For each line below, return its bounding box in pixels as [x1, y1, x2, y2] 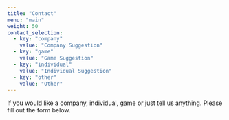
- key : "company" [13, 36, 63, 43]
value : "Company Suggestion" [19, 42, 103, 49]
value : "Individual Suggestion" [19, 67, 112, 74]
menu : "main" [7, 16, 45, 23]
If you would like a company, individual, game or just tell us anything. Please [7, 99, 223, 107]
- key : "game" [13, 49, 54, 56]
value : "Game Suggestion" [19, 55, 94, 62]
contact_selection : [7, 29, 63, 36]
